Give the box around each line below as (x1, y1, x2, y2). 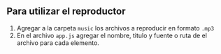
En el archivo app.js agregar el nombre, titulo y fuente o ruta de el (16, 31, 208, 39)
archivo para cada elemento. (16, 38, 99, 47)
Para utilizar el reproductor (6, 6, 127, 17)
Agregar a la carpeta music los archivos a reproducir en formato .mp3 (16, 24, 215, 32)
